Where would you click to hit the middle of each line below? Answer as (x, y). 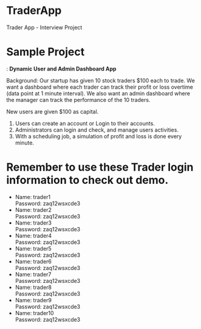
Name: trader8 (33, 287)
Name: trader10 (34, 313)
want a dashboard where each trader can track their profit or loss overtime (100, 87)
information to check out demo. (87, 180)
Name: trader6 (33, 261)
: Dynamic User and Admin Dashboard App (61, 69)
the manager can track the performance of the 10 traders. (78, 100)
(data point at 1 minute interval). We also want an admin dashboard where (98, 93)
